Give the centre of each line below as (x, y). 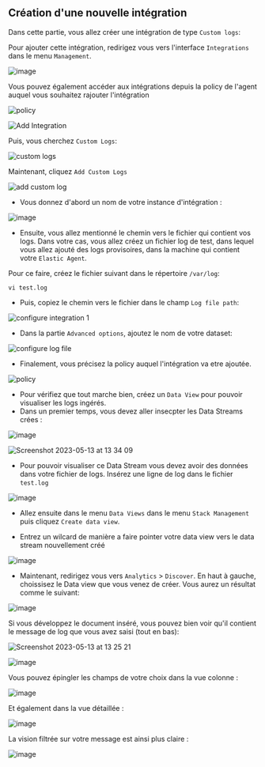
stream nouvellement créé (62, 545)
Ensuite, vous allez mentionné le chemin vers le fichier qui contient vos (135, 232)
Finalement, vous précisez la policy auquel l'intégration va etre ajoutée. (135, 364)
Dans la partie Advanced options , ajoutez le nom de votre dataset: (126, 333)
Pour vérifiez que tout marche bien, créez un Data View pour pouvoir (131, 394)
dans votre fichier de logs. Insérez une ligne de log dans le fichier (126, 474)
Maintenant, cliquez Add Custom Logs (68, 171)
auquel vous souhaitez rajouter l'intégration (79, 95)
